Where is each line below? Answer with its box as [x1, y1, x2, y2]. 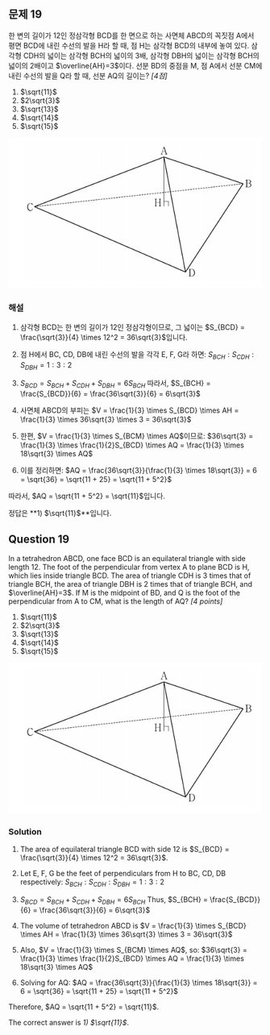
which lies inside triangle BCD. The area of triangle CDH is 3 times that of [8, 571, 251, 580]
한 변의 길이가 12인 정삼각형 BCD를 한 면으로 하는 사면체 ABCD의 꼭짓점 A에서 [8, 31, 255, 40]
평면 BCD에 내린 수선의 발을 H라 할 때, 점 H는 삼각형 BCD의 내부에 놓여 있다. [8, 40, 250, 50]
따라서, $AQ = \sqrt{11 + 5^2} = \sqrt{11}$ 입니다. [8, 491, 165, 501]
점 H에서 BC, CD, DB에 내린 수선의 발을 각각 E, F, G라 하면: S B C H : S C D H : [19, 349, 255, 361]
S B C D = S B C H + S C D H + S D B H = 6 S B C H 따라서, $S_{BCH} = [19, 378, 211, 390]
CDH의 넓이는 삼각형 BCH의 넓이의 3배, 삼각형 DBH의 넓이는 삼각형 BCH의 [23, 51, 260, 60]
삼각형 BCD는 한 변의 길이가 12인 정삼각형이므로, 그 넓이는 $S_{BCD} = [19, 322, 246, 332]
